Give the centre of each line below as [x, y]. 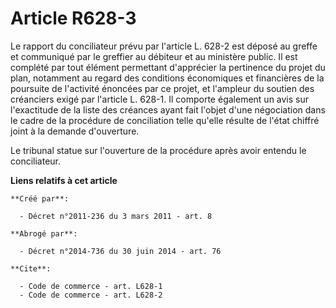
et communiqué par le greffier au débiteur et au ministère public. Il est [154, 56]
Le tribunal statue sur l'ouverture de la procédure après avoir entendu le [158, 150]
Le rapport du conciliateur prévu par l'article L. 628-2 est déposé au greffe [164, 46]
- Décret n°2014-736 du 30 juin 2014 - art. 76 [120, 251]
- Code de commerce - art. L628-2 [91, 295]
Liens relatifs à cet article [64, 180]
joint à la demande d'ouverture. [75, 131]
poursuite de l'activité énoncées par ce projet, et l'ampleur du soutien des [162, 88]
